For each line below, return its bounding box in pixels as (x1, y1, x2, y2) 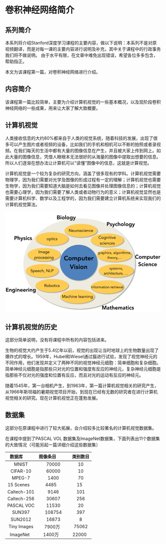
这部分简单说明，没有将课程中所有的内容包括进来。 (5, 337, 109, 343)
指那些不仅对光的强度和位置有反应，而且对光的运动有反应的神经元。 (5, 372, 144, 378)
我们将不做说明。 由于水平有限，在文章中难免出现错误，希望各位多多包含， (5, 53, 158, 58)
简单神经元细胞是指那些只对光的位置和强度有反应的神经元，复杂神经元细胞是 (5, 366, 161, 372)
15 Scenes (7, 482, 30, 488)
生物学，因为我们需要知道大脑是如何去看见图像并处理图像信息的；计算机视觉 (5, 183, 161, 189)
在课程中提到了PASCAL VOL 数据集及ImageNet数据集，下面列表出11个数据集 (5, 435, 161, 441)
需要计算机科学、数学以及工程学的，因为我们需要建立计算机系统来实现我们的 (5, 195, 161, 201)
